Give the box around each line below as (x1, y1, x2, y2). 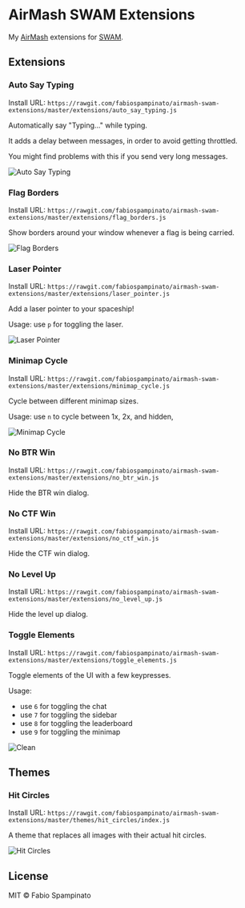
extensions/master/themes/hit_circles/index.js (8, 817, 171, 825)
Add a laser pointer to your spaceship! (8, 304, 135, 314)
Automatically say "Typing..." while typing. (8, 120, 148, 130)
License (8, 869, 49, 883)
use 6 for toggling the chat (19, 701, 107, 711)
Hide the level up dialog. (8, 610, 88, 619)
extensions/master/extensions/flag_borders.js (8, 213, 167, 221)
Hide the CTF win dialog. (8, 549, 90, 558)
